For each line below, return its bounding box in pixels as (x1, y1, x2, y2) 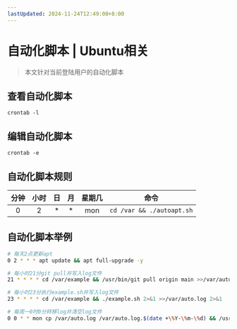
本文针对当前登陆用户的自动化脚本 (24, 68, 124, 76)
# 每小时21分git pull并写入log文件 (7, 270, 102, 277)
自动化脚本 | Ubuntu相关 (7, 43, 150, 59)
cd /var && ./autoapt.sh (109, 206, 193, 214)
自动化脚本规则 (7, 170, 73, 182)
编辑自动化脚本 (7, 130, 73, 142)
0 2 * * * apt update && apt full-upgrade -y (7, 257, 143, 264)
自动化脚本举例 (7, 231, 73, 244)
